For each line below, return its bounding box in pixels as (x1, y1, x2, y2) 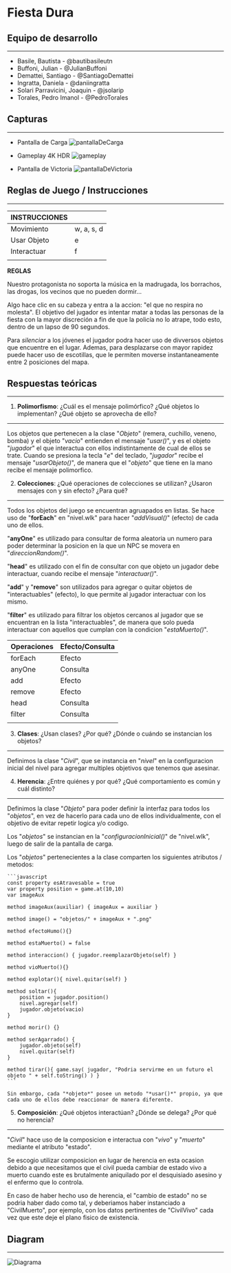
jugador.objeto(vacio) (19, 1006, 85, 1013)
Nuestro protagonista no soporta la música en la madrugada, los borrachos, (7, 280, 222, 288)
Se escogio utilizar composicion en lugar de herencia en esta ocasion (7, 1156, 204, 1164)
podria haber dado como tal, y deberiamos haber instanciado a (7, 1199, 186, 1207)
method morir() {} (7, 1024, 60, 1031)
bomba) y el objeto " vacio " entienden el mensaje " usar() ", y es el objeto (7, 437, 211, 445)
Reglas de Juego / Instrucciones (7, 184, 148, 197)
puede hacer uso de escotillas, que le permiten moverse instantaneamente (7, 350, 219, 359)
